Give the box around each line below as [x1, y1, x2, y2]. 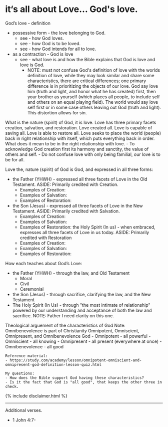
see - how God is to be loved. [19, 40, 81, 46]
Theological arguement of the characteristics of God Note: [5, 322, 126, 328]
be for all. [5, 156, 25, 162]
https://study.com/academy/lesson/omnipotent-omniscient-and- [9, 357, 142, 363]
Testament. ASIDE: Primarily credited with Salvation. [12, 208, 120, 214]
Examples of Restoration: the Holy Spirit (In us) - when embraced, [19, 224, 156, 230]
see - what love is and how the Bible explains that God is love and [19, 56, 155, 62]
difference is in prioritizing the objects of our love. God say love [27, 83, 158, 89]
